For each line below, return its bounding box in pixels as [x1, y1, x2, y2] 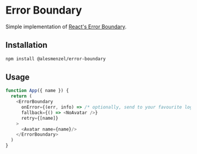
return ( [11, 93, 32, 99]
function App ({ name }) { [5, 88, 69, 94]
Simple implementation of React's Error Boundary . [5, 23, 127, 30]
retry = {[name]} [21, 115, 59, 121]
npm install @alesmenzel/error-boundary [5, 55, 106, 62]
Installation [5, 40, 48, 50]
